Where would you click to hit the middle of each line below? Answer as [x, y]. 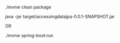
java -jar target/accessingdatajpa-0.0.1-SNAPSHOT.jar [60, 16]
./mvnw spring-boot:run [29, 35]
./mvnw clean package [28, 7]
